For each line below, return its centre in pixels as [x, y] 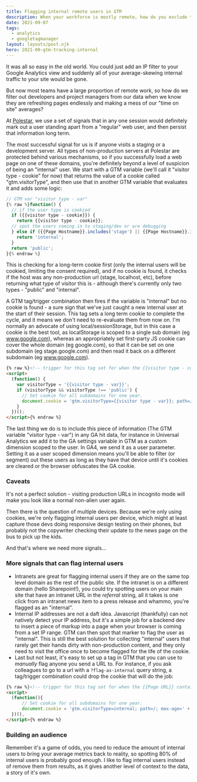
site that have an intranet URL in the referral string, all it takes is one [96, 595]
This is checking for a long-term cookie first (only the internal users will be [96, 265]
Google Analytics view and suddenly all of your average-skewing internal [94, 73]
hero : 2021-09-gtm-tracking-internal [52, 50]
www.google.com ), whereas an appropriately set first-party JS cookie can [96, 339]
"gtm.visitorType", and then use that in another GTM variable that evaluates [97, 182]
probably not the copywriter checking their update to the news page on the [97, 530]
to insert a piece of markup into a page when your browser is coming [98, 626]
